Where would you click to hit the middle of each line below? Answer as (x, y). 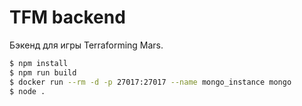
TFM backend (67, 17)
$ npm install (39, 63)
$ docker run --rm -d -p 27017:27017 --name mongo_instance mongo (150, 82)
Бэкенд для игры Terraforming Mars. (86, 45)
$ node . (27, 91)
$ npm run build (43, 72)
